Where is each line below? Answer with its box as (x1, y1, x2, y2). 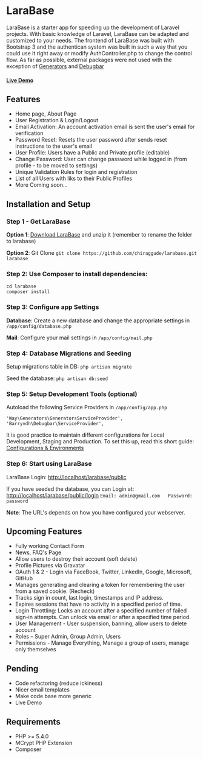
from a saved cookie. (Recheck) (15, 587, 95, 595)
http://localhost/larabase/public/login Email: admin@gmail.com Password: (6, 491, 193, 499)
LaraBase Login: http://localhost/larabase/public (6, 473, 127, 480)
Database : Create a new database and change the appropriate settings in (6, 317, 190, 324)
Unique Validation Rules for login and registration (15, 168, 138, 176)
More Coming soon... (15, 181, 68, 189)
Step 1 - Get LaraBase (6, 217, 71, 226)
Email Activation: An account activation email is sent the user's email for (15, 123, 195, 131)
